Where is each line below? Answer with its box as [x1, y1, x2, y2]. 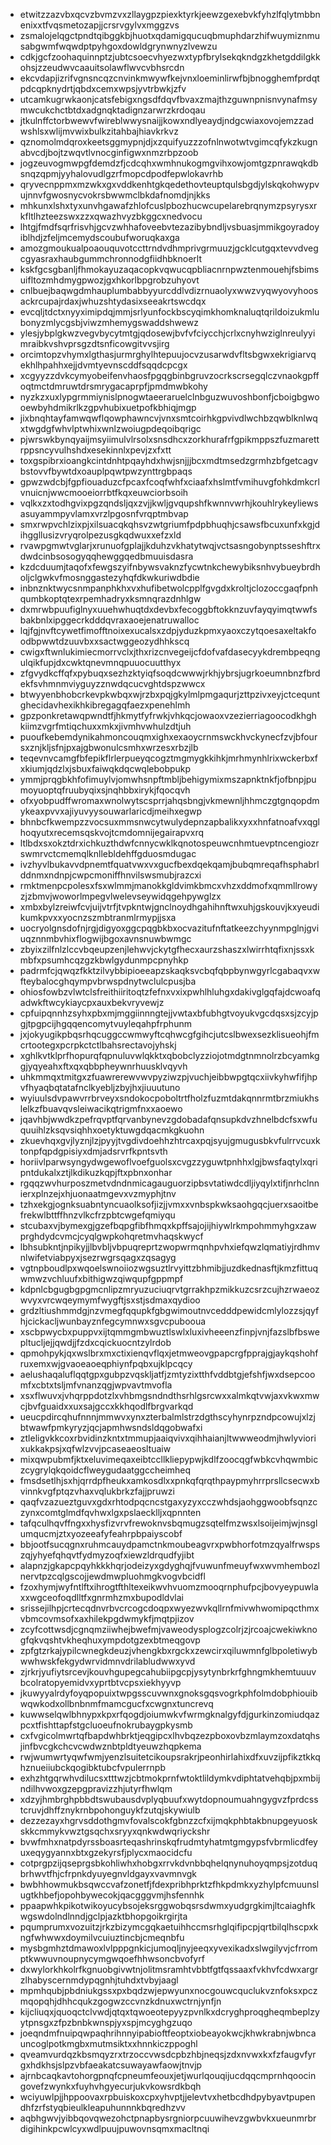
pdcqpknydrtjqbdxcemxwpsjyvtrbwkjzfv [19, 83, 187, 94]
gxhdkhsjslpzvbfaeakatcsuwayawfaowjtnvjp [19, 2059, 203, 2071]
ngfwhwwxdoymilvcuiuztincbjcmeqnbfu [19, 1932, 185, 1943]
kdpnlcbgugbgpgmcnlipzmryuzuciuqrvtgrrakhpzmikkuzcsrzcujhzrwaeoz [19, 1284, 320, 1295]
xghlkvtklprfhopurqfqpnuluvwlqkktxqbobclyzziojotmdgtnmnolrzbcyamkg [19, 1050, 320, 1061]
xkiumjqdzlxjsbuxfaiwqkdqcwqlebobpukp [19, 763, 192, 774]
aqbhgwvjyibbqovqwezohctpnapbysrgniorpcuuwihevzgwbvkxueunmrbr [19, 2112, 317, 2124]
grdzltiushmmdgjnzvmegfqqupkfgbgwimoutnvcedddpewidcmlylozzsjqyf [19, 1305, 320, 1316]
